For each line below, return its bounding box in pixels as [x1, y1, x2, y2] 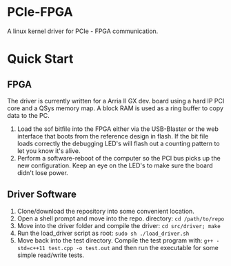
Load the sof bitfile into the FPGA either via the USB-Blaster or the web [17, 125, 219, 133]
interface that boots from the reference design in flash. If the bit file [17, 132, 209, 140]
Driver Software [7, 189, 77, 201]
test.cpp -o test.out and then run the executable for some [48, 243, 219, 252]
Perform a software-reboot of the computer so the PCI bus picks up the [17, 154, 221, 162]
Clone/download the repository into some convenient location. [17, 207, 194, 215]
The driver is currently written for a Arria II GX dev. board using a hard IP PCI [7, 96, 225, 105]
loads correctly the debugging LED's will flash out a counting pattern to [17, 139, 220, 147]
